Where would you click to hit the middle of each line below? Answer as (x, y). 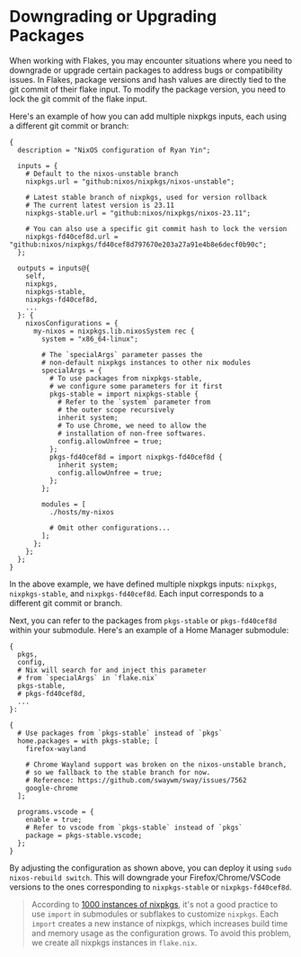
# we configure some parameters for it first (136, 386)
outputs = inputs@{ (54, 268)
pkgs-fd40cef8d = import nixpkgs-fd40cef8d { (136, 457)
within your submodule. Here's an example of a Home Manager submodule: (149, 630)
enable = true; (54, 819)
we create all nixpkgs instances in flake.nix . (114, 943)
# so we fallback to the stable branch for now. (118, 772)
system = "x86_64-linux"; (90, 339)
